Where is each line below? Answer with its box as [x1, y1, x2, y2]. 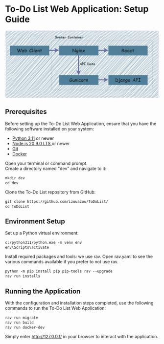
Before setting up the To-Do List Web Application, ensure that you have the [5, 121, 157, 127]
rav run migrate [5, 315, 38, 321]
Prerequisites [5, 107, 47, 116]
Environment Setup [5, 217, 65, 225]
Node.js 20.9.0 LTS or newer [12, 140, 70, 146]
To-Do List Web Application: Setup [5, 3, 149, 15]
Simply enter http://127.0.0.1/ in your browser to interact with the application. [5, 334, 158, 340]
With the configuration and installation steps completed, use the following [5, 300, 154, 306]
